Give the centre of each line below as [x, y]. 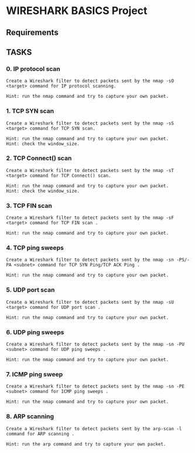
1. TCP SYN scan [30, 111]
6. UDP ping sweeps [35, 332]
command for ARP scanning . [40, 434]
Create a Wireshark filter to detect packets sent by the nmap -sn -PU [95, 344]
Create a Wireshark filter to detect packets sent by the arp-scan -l [94, 428]
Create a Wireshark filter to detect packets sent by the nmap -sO [90, 81]
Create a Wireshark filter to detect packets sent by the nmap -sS [90, 123]
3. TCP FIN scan [29, 205]
